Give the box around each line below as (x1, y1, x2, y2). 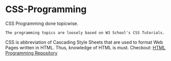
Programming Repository (5, 50, 58, 56)
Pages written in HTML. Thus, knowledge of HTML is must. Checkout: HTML (5, 44, 166, 50)
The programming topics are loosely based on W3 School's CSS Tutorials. (5, 30, 165, 35)
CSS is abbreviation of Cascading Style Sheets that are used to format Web (5, 39, 163, 45)
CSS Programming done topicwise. (5, 20, 79, 26)
